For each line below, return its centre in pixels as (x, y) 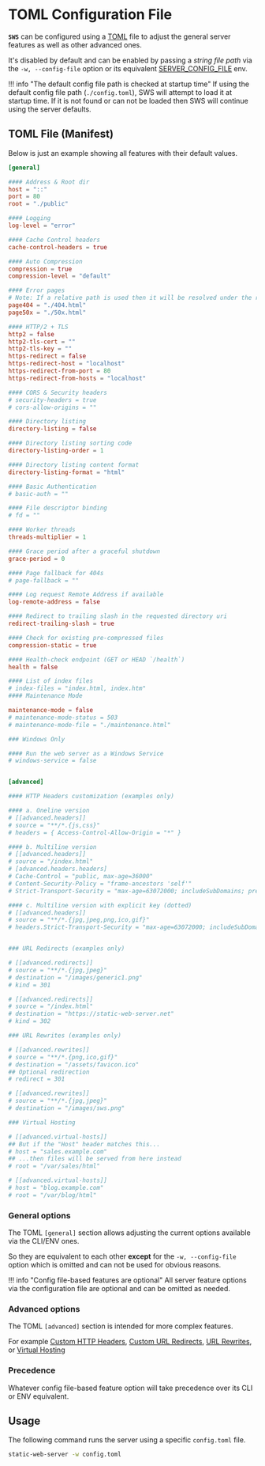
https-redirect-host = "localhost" (67, 364)
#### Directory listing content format (74, 464)
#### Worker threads (42, 530)
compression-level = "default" (60, 276)
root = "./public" (38, 204)
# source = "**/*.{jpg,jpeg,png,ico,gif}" (79, 920)
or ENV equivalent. (39, 1396)
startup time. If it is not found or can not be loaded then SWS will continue (128, 100)
